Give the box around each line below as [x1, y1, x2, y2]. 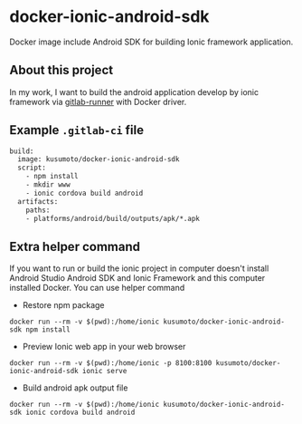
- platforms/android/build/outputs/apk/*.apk [25, 214, 201, 223]
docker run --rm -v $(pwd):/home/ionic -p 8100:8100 [9, 359, 212, 368]
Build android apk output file [22, 382, 128, 393]
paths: [25, 206, 51, 215]
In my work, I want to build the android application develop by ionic [9, 86, 260, 97]
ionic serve [81, 367, 127, 376]
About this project [9, 63, 114, 78]
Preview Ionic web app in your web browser [22, 342, 186, 352]
